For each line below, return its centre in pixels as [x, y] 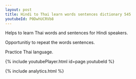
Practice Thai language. [29, 52]
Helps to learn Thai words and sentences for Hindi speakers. [67, 33]
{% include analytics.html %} [34, 71]
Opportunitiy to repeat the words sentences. [50, 42]
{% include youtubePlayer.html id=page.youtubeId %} [60, 62]
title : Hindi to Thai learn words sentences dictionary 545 [68, 14]
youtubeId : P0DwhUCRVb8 [30, 19]
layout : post [18, 10]
